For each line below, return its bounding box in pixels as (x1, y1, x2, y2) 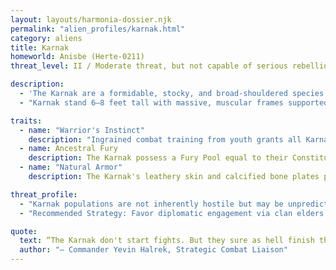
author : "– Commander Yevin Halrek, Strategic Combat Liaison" (19, 245, 288, 255)
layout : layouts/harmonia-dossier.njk (10, 14, 172, 25)
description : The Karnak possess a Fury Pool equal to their (28, 153, 288, 163)
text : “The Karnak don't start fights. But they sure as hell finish (19, 236, 315, 246)
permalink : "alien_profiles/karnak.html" (10, 24, 186, 34)
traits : (10, 116, 43, 126)
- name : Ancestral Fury (19, 144, 118, 154)
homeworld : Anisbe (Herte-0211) (10, 52, 145, 62)
